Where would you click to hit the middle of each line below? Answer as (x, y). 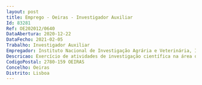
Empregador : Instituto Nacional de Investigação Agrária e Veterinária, (99, 51)
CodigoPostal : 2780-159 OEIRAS (45, 62)
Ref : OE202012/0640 (31, 28)
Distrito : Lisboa (28, 73)
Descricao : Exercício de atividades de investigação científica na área (99, 56)
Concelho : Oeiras (28, 67)
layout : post (23, 12)
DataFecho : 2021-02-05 (35, 40)
